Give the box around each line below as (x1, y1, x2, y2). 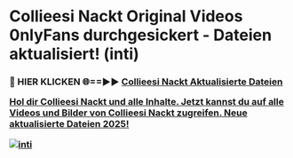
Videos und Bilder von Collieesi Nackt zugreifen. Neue (9, 107, 248, 119)
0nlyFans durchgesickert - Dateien (9, 25, 273, 45)
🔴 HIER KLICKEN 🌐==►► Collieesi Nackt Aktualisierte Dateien (9, 75, 283, 88)
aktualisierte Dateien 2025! (9, 118, 130, 130)
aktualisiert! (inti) (9, 44, 139, 64)
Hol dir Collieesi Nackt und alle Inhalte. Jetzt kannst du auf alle (9, 96, 284, 108)
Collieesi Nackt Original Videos (9, 6, 243, 27)
